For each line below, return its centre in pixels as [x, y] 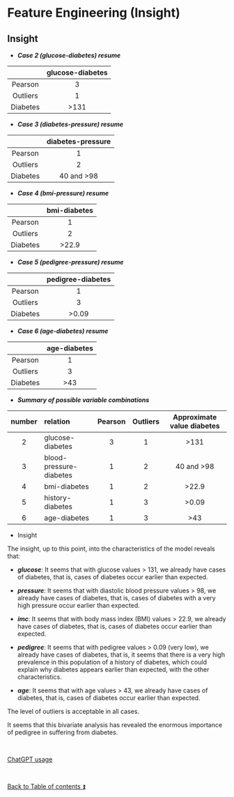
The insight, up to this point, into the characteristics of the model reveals [111, 549]
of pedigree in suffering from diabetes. [63, 732]
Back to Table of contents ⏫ [46, 786]
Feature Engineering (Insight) [94, 13]
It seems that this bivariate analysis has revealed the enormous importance [115, 725]
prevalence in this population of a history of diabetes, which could [112, 662]
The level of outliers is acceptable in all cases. [73, 711]
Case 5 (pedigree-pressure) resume [70, 262]
